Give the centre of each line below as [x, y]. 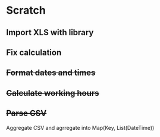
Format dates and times [51, 73]
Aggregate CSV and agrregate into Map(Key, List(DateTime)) [80, 127]
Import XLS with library [50, 32]
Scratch [26, 10]
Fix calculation [34, 52]
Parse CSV [26, 113]
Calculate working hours [53, 93]
